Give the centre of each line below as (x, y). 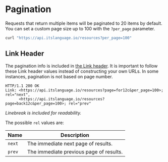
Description (75, 135)
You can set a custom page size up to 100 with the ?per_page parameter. (80, 28)
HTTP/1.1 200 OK (22, 86)
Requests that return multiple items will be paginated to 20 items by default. (84, 23)
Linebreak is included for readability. (43, 113)
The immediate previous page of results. (75, 151)
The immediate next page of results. (70, 143)
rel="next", (18, 94)
